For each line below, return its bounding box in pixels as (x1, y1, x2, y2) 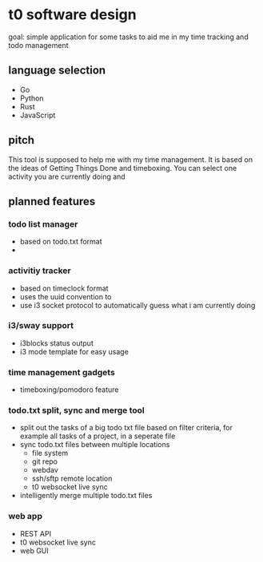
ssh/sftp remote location (31, 473, 113, 484)
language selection (8, 64, 106, 77)
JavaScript (19, 110, 56, 120)
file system (31, 449, 69, 458)
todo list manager (8, 218, 78, 229)
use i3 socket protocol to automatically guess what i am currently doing (19, 300, 256, 310)
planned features (8, 194, 96, 208)
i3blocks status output (19, 338, 94, 348)
